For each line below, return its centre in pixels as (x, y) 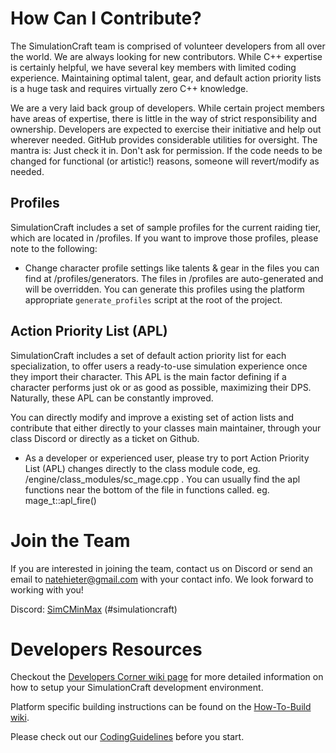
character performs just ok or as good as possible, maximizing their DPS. (161, 387)
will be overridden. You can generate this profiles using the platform (164, 289)
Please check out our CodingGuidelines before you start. (127, 737)
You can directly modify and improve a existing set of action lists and (152, 417)
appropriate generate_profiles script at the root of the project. (153, 299)
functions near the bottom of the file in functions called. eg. (147, 489)
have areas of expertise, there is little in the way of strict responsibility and (164, 118)
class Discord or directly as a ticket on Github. (105, 438)
